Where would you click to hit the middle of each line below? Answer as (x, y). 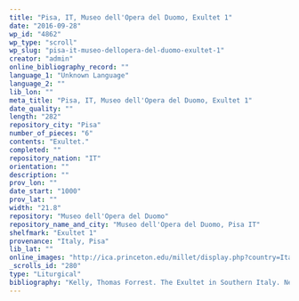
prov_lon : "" (33, 183)
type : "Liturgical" (45, 274)
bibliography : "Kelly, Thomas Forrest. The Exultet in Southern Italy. (145, 282)
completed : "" (36, 150)
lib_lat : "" (31, 249)
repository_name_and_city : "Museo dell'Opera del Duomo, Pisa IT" (135, 224)
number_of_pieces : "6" (51, 134)
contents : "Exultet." (49, 142)
